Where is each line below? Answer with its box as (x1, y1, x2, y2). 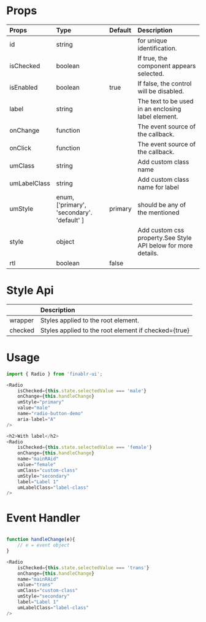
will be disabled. (137, 87, 185, 95)
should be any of (137, 200, 186, 209)
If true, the (137, 53, 167, 62)
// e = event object (17, 542, 70, 548)
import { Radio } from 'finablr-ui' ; (6, 371, 103, 377)
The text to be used (137, 96, 194, 105)
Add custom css (137, 225, 185, 234)
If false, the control (137, 79, 192, 88)
